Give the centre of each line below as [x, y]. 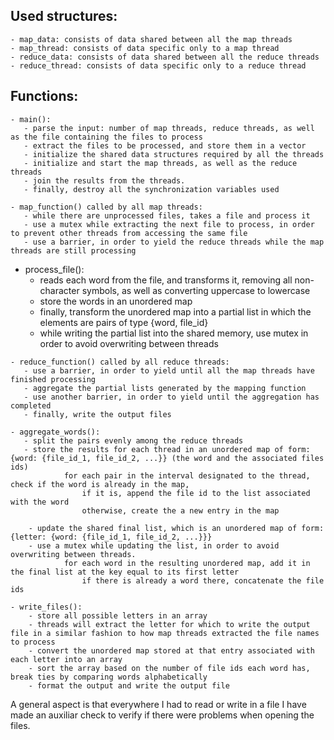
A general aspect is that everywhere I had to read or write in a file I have [158, 704]
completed [31, 405]
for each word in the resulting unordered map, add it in [187, 563]
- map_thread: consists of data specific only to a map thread [145, 48]
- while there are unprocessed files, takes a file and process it [167, 215]
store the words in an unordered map [116, 301]
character [59, 290]
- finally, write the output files [97, 414]
